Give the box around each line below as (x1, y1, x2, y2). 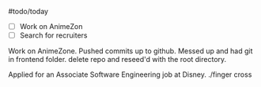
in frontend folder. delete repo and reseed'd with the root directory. (8, 55, 227, 64)
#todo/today (8, 7, 49, 16)
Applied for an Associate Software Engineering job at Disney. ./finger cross (8, 70, 252, 79)
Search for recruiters (19, 31, 88, 40)
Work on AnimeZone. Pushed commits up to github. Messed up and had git (8, 46, 253, 56)
